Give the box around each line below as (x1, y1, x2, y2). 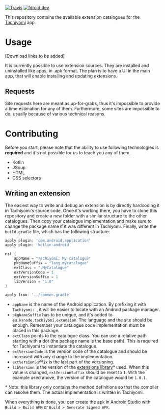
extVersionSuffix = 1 (14, 274, 58, 279)
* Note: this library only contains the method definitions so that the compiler (5, 384, 159, 390)
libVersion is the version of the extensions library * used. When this (12, 364, 149, 370)
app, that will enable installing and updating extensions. (5, 73, 117, 79)
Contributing (5, 128, 58, 139)
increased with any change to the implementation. (12, 354, 114, 360)
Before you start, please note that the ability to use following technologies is (5, 144, 159, 150)
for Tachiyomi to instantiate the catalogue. (12, 343, 98, 349)
